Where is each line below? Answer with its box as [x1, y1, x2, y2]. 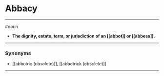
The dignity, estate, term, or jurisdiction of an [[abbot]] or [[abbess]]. [12, 33, 155, 39]
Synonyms [5, 50, 31, 57]
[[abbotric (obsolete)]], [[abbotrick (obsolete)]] [12, 61, 106, 67]
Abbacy [5, 3, 38, 14]
